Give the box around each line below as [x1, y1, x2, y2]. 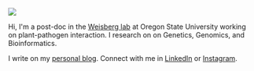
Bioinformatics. [8, 39, 57, 48]
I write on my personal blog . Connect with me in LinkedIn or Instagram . [8, 54, 237, 62]
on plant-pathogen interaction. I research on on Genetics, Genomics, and [8, 30, 245, 39]
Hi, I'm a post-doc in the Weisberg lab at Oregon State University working [8, 22, 246, 31]
